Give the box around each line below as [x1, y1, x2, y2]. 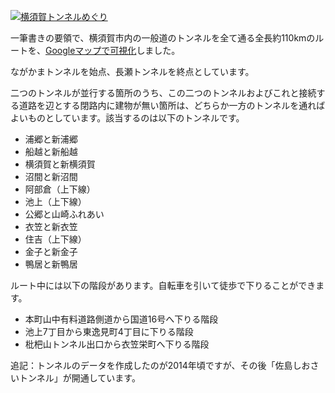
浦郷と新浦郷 [24, 133, 78, 145]
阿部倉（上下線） [24, 183, 96, 195]
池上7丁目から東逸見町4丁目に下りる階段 [24, 326, 194, 337]
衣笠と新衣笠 [24, 221, 78, 232]
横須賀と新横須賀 [24, 158, 96, 170]
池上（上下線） [24, 196, 87, 207]
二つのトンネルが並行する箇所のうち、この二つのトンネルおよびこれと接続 [10, 87, 317, 99]
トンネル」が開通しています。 [18, 372, 141, 384]
